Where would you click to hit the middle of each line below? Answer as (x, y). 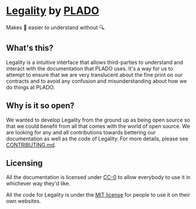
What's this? (30, 48)
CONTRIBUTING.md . (31, 144)
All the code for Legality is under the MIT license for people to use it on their (98, 195)
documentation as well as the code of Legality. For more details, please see (97, 139)
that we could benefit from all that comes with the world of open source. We (98, 126)
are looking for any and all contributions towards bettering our (81, 132)
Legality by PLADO (53, 11)
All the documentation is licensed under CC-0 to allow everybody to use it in (98, 177)
